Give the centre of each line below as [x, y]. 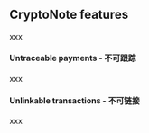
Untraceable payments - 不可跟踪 [73, 58]
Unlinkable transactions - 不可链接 [74, 100]
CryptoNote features [69, 15]
